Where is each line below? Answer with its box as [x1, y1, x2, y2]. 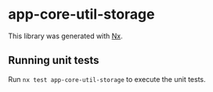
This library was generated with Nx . [8, 31, 123, 41]
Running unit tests [8, 54, 99, 67]
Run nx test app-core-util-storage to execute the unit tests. [8, 74, 206, 83]
